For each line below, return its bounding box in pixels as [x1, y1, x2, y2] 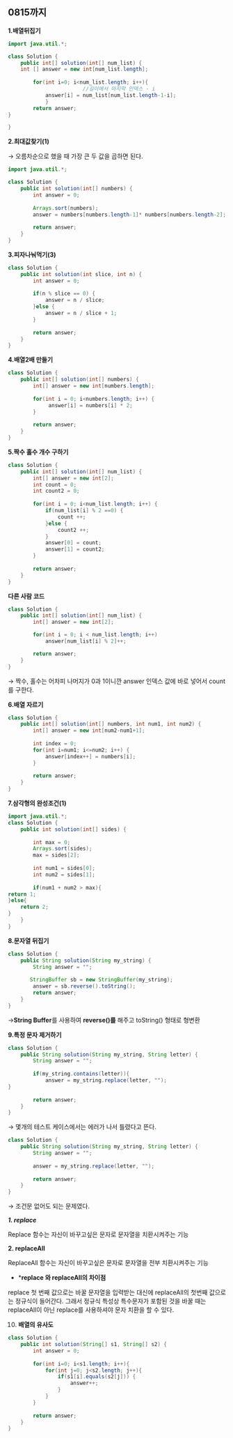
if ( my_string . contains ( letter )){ [33, 1071, 130, 1078]
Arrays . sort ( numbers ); [33, 204, 99, 211]
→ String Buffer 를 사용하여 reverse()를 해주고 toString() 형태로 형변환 [8, 1016, 200, 1024]
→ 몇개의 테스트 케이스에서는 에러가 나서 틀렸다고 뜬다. [8, 1123, 157, 1131]
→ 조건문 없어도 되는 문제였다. [8, 1202, 90, 1211]
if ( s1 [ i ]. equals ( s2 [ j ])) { [57, 1373, 136, 1380]
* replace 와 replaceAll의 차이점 [17, 1273, 106, 1282]
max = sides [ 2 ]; [33, 852, 80, 859]
